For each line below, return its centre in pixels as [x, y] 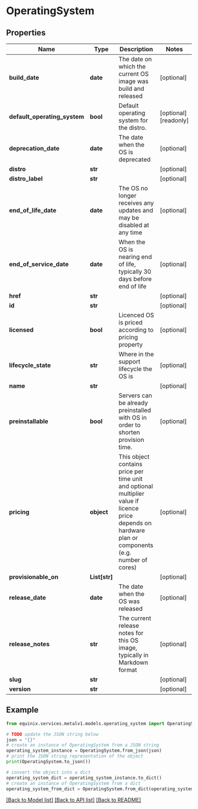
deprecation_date [34, 148]
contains [131, 464]
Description [136, 49]
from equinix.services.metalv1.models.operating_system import [85, 723]
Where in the [136, 354]
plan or [128, 538]
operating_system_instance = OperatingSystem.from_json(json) [84, 751]
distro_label [26, 178]
